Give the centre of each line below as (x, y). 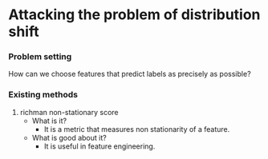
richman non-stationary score (69, 112)
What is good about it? (69, 137)
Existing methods (43, 95)
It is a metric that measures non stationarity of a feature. (137, 129)
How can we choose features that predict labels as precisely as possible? (130, 74)
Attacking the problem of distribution (134, 15)
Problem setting (40, 57)
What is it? (49, 121)
